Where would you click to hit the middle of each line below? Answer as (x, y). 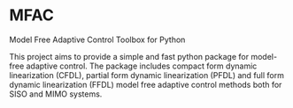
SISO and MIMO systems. (56, 94)
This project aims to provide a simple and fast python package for (129, 56)
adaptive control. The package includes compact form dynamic (142, 66)
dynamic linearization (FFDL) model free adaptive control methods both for (146, 84)
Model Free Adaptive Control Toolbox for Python (97, 40)
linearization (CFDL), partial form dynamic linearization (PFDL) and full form (147, 75)
